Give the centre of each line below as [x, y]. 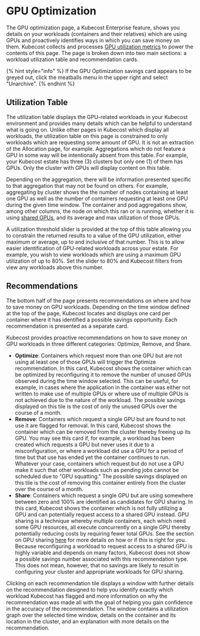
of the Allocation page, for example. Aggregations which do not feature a [96, 148]
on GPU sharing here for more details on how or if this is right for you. [101, 540]
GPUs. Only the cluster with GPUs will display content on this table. [89, 168]
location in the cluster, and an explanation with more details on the [88, 621]
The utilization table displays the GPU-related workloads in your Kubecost [97, 117]
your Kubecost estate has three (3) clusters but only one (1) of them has [95, 161]
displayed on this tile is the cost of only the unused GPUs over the [96, 406]
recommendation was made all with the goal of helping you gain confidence [99, 602]
